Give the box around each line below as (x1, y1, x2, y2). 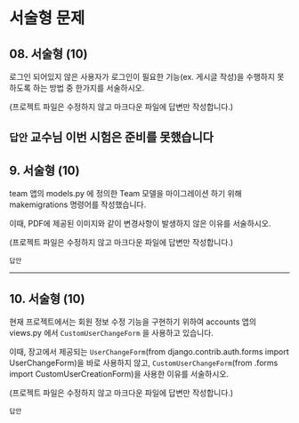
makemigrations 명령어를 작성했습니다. (9, 199, 147, 210)
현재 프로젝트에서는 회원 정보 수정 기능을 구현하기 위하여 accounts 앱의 (9, 316, 256, 327)
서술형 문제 (9, 8, 85, 28)
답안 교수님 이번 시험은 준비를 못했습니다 (9, 130, 214, 145)
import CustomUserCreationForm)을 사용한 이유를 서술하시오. (9, 369, 230, 379)
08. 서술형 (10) (9, 46, 88, 61)
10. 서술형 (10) (9, 291, 85, 307)
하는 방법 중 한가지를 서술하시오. (32, 83, 145, 93)
